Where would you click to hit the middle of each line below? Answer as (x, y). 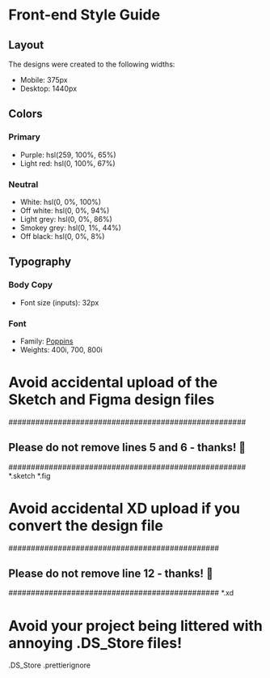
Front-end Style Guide (84, 15)
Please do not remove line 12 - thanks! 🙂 (111, 574)
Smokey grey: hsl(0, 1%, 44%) (70, 228)
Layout (26, 45)
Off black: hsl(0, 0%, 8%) (62, 236)
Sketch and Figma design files (112, 400)
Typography (40, 262)
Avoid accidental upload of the (113, 383)
